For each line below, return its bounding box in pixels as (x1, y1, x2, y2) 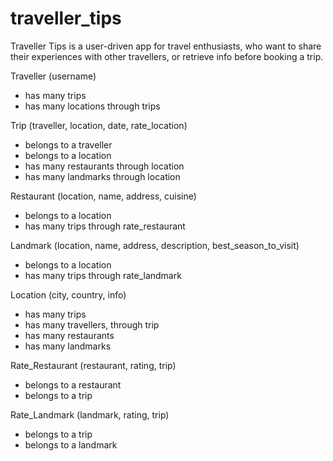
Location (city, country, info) (10, 288, 127, 301)
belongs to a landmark (24, 438, 118, 451)
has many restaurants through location (24, 160, 185, 172)
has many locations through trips (24, 100, 161, 112)
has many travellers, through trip (24, 318, 160, 331)
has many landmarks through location (24, 170, 181, 182)
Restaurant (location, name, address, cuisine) (10, 190, 197, 202)
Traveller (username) (10, 70, 97, 82)
